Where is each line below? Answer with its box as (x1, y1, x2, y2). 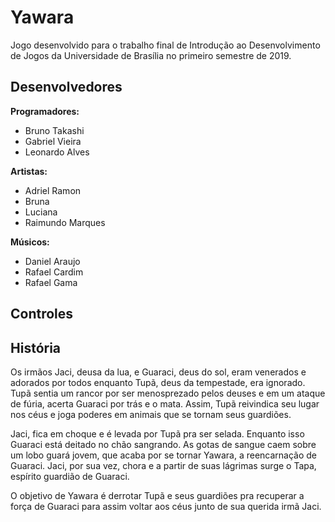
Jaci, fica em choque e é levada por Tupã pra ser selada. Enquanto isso (10, 427, 305, 440)
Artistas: (10, 165, 48, 177)
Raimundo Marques (24, 216, 106, 228)
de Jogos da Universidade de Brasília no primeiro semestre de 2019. (10, 49, 292, 61)
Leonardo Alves (24, 146, 90, 158)
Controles (10, 306, 74, 323)
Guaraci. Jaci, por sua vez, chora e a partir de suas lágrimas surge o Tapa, (10, 459, 317, 471)
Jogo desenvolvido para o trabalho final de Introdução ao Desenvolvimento (10, 39, 321, 51)
